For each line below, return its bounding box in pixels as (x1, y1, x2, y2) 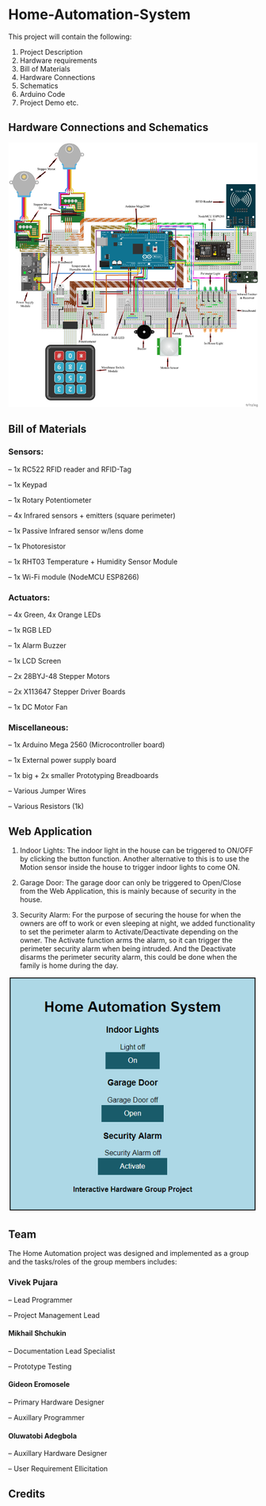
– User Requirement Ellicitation (8, 1464, 108, 1473)
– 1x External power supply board (8, 756, 117, 765)
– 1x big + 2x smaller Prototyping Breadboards (8, 771, 159, 780)
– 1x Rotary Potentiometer (8, 495, 93, 505)
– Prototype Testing (8, 1362, 72, 1371)
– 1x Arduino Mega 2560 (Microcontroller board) (8, 740, 165, 749)
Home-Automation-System (8, 6, 192, 24)
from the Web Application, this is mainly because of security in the (19, 887, 237, 896)
